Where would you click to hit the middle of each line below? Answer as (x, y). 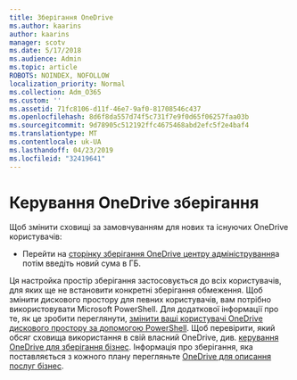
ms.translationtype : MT (54, 134)
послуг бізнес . (37, 366)
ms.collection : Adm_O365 (55, 92)
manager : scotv (37, 42)
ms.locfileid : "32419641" (57, 158)
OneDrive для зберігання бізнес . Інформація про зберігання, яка (132, 347)
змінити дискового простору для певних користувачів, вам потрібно (140, 300)
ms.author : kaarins (45, 26)
